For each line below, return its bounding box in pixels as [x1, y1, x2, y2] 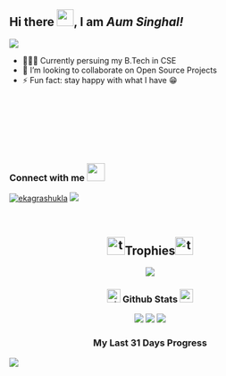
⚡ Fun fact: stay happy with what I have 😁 [21, 74, 178, 85]
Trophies [124, 243, 176, 258]
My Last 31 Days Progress [93, 337, 207, 349]
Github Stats [121, 293, 179, 305]
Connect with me [9, 171, 85, 184]
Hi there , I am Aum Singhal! [9, 14, 184, 30]
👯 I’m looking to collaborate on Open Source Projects [21, 64, 217, 75]
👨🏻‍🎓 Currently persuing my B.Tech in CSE [21, 55, 177, 65]
